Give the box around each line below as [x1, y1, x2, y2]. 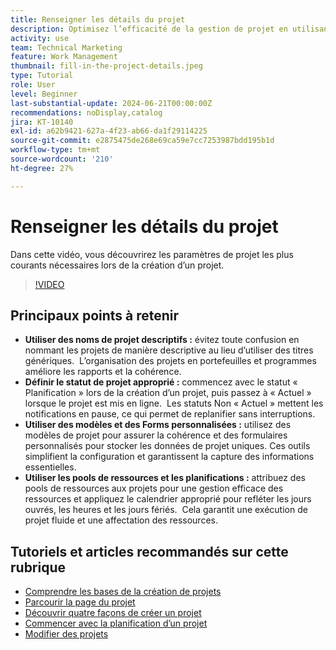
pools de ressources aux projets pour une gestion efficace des [24, 482, 284, 495]
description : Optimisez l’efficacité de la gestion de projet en [10, 24, 288, 34]
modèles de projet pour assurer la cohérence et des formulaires [24, 429, 288, 441]
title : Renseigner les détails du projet [10, 14, 186, 25]
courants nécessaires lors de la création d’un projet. [10, 259, 225, 271]
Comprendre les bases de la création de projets [24, 586, 222, 598]
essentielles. [24, 461, 77, 473]
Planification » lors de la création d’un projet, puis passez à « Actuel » [24, 387, 312, 399]
